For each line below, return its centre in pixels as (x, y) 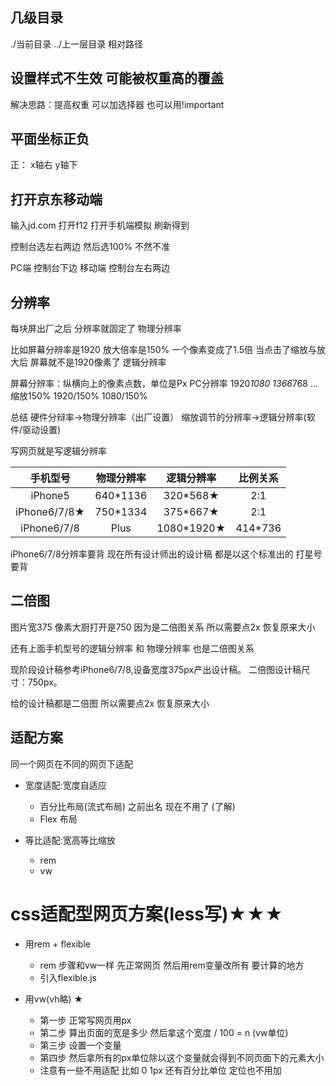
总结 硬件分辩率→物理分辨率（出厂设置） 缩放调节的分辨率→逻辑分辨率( (158, 417)
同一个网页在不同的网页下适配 (71, 764)
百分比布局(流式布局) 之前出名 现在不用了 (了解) (137, 806)
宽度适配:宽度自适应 (65, 785)
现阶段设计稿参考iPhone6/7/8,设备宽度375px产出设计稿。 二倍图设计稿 (156, 669)
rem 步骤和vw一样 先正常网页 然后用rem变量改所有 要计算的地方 (172, 965)
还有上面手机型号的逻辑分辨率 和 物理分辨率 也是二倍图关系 (132, 648)
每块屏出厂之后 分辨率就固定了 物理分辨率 (96, 329)
